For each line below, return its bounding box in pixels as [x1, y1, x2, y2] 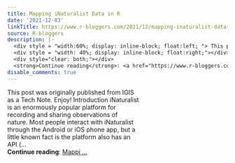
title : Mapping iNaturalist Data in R [7, 10, 120, 17]
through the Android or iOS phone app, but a [7, 125, 136, 134]
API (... [7, 140, 27, 148]
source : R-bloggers [7, 29, 64, 37]
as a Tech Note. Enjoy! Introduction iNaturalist [7, 95, 139, 104]
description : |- [7, 36, 55, 43]
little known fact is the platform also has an [7, 132, 131, 141]
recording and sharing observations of [7, 110, 118, 119]
